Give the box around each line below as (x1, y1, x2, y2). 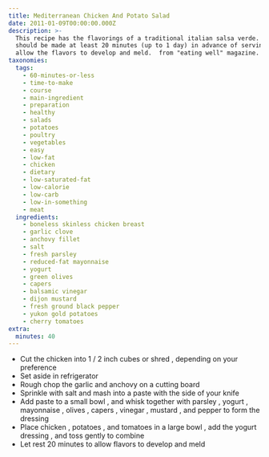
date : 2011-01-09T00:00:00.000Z (8, 19, 116, 27)
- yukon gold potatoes (22, 309, 98, 317)
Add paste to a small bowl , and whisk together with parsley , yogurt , (19, 397, 248, 406)
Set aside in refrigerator (19, 371, 98, 381)
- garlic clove (22, 228, 74, 237)
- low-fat (22, 153, 56, 161)
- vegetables (22, 138, 66, 147)
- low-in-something (22, 198, 88, 206)
